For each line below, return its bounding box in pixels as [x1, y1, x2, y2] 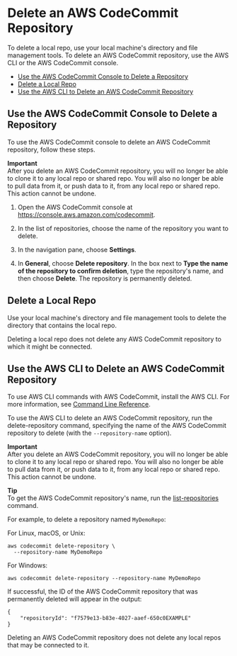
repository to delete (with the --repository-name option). [7, 429, 172, 437]
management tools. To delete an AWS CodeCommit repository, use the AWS [7, 51, 229, 60]
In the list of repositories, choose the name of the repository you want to [17, 224, 229, 232]
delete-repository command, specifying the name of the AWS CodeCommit [7, 422, 226, 430]
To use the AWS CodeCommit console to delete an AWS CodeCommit [7, 137, 211, 146]
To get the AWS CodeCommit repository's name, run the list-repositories [7, 494, 219, 502]
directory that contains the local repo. [7, 321, 117, 329]
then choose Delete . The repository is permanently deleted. [17, 274, 192, 283]
